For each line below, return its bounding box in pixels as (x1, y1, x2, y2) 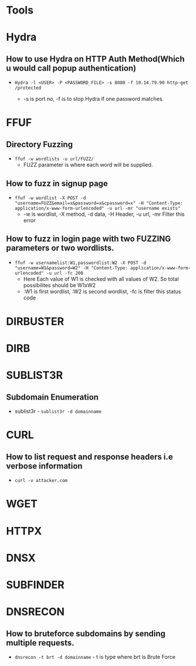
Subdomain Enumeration (6, 392, 99, 402)
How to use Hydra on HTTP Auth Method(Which (6, 54, 185, 64)
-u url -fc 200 (46, 270, 83, 276)
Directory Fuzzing (6, 139, 73, 149)
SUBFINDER (6, 578, 65, 591)
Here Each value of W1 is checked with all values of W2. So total (23, 275, 179, 282)
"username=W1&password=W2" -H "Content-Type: (14, 265, 128, 271)
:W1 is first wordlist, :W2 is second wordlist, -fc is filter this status (23, 288, 181, 295)
